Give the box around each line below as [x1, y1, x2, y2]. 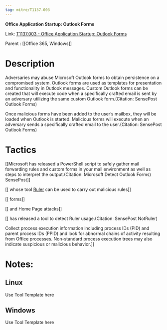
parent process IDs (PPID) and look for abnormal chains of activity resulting [5, 230, 161, 236]
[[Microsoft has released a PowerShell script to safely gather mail [5, 160, 140, 166]
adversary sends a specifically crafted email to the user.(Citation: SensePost [5, 121, 162, 127]
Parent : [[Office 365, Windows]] [5, 40, 72, 46]
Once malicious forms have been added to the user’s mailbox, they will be [5, 110, 157, 116]
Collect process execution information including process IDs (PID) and [5, 225, 150, 231]
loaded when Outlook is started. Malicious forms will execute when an [5, 116, 149, 122]
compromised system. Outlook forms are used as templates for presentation [5, 79, 162, 85]
